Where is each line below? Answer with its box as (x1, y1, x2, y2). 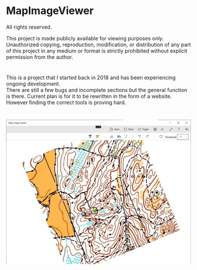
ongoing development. (6, 80, 60, 87)
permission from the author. (6, 53, 73, 60)
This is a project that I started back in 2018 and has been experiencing (6, 74, 176, 81)
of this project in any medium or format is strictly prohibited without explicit (6, 47, 188, 54)
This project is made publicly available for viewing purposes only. (6, 35, 164, 42)
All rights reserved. (6, 23, 52, 30)
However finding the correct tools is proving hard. (6, 99, 126, 106)
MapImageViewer (6, 4, 94, 18)
